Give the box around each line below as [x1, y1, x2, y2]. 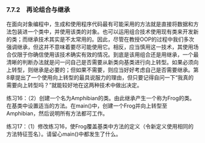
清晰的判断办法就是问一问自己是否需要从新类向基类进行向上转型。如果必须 [6, 59, 193, 66]
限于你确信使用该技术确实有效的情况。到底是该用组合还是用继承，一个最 [16, 51, 199, 59]
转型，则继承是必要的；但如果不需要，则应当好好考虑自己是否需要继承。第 [11, 66, 199, 74]
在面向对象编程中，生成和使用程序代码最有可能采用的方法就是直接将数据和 [6, 20, 193, 28]
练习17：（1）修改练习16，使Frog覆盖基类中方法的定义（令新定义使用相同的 [6, 123, 194, 130]
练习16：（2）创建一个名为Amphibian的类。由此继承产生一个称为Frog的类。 [6, 95, 195, 102]
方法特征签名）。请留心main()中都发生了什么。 [6, 130, 121, 138]
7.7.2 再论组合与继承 [6, 5, 70, 13]
